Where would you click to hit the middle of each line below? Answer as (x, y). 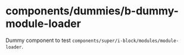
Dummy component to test (38, 40)
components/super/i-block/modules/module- (125, 41)
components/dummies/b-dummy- (92, 11)
